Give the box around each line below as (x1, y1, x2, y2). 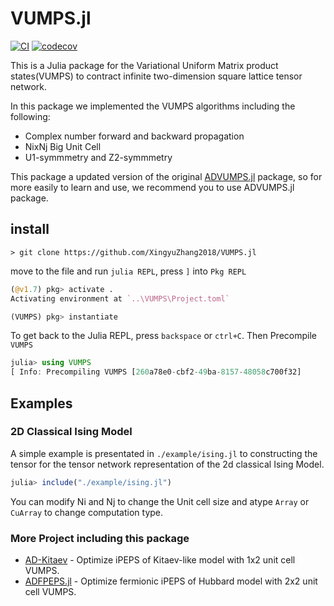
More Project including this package (10, 531, 190, 545)
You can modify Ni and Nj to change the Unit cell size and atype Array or (10, 495, 310, 507)
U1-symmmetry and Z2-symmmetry (24, 151, 173, 163)
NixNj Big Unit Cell (24, 140, 102, 152)
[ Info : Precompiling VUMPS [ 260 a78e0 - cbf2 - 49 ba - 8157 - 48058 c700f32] (10, 367, 302, 377)
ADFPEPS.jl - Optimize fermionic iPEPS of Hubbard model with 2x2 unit (24, 575, 318, 587)
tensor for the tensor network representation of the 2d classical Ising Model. (10, 458, 325, 470)
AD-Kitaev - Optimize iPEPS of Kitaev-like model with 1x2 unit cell (24, 553, 296, 566)
